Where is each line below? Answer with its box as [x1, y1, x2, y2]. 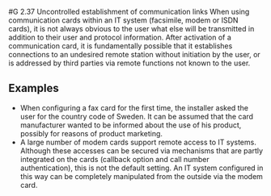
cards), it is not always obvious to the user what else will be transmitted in [8, 24, 255, 33]
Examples [8, 81, 59, 95]
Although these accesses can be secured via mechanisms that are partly [19, 145, 264, 156]
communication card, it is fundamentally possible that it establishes [8, 41, 233, 51]
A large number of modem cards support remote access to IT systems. [19, 137, 256, 147]
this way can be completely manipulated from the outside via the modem [19, 171, 263, 181]
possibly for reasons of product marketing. [19, 128, 163, 138]
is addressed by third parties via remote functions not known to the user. [8, 58, 251, 68]
